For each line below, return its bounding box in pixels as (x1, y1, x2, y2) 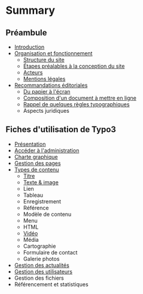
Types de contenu (14, 166, 59, 173)
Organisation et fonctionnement (14, 50, 93, 57)
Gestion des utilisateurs (14, 268, 73, 275)
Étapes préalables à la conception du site (23, 62, 125, 70)
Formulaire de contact (23, 248, 78, 256)
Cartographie (23, 242, 56, 250)
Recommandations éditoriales (14, 82, 88, 89)
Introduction (14, 43, 45, 50)
